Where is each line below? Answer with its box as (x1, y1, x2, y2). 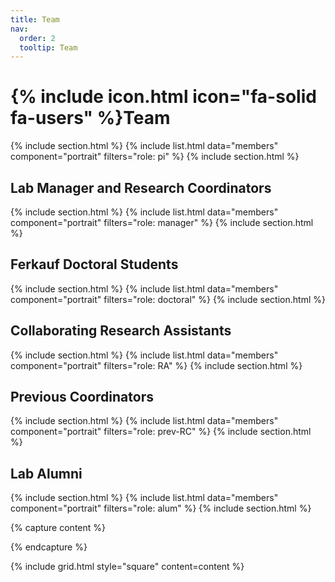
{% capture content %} (10, 522, 106, 534)
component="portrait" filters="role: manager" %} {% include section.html (10, 217, 314, 228)
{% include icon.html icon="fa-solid (10, 86, 317, 108)
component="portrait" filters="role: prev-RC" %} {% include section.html (10, 426, 312, 438)
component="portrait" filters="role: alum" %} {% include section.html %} (10, 502, 312, 515)
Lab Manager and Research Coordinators (10, 179, 272, 196)
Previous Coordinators (10, 389, 154, 406)
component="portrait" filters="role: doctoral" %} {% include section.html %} (10, 293, 326, 305)
